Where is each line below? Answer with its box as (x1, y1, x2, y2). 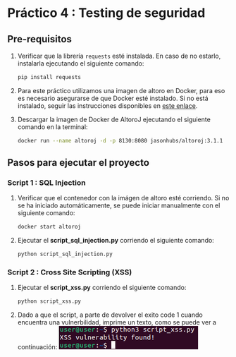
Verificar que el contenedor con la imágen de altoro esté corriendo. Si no (17, 194, 230, 202)
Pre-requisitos (7, 33, 73, 45)
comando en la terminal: (17, 122, 88, 131)
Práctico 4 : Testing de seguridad (7, 5, 206, 21)
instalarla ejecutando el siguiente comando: (17, 59, 144, 68)
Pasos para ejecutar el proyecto (7, 157, 150, 169)
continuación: (17, 343, 58, 351)
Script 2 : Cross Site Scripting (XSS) (7, 267, 132, 277)
